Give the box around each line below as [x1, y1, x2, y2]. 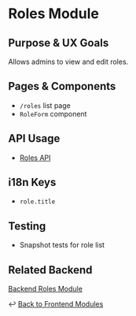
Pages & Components [8, 80, 116, 93]
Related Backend [8, 263, 93, 277]
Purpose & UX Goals [8, 36, 109, 50]
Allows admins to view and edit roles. [8, 57, 129, 66]
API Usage [8, 132, 61, 146]
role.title [19, 198, 56, 206]
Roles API [19, 153, 51, 162]
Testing [8, 219, 46, 232]
